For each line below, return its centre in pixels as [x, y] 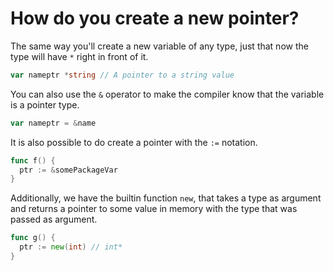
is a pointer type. [45, 104]
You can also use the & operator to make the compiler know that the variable [167, 94]
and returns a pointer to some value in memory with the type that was [154, 209]
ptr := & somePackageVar [68, 170]
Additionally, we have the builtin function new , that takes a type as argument [166, 198]
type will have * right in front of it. [79, 56]
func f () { [33, 160]
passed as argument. [54, 219]
